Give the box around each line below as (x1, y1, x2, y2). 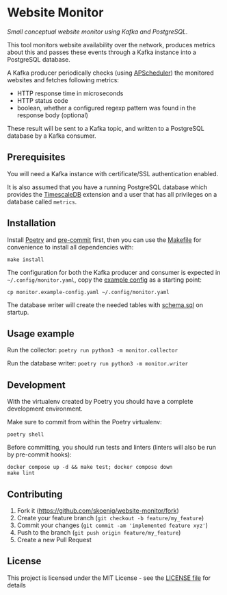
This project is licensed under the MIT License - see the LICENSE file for (7, 574, 211, 582)
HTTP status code (16, 96, 68, 104)
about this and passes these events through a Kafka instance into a (7, 48, 197, 56)
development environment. (7, 404, 83, 413)
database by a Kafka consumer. (7, 132, 97, 140)
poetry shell (7, 431, 44, 438)
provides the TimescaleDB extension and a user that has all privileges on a (7, 190, 217, 198)
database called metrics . (7, 197, 77, 206)
